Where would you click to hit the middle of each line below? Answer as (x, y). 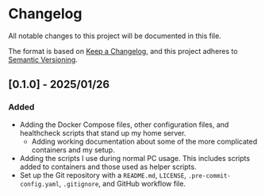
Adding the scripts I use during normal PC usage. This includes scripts (135, 158)
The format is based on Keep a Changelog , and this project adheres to (123, 51)
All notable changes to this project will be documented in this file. (115, 36)
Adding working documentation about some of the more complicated (144, 141)
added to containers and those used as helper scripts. (108, 167)
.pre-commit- (209, 175)
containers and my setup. (73, 150)
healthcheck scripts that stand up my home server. (103, 133)
